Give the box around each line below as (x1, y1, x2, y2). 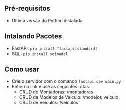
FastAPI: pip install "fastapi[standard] (11, 45, 98, 51)
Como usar (4, 65, 40, 74)
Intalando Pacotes (4, 32, 62, 41)
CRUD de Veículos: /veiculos (19, 100, 78, 106)
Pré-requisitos (4, 4, 51, 13)
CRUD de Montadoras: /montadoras (19, 89, 93, 95)
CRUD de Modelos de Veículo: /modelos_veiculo (19, 94, 119, 100)
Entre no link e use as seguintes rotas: (11, 84, 90, 90)
